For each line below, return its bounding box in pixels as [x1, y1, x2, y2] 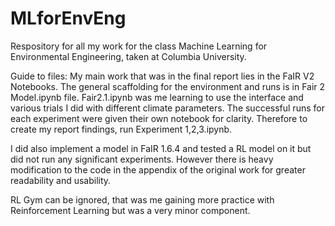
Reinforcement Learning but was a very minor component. [10, 204, 251, 216]
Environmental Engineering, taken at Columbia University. [10, 50, 247, 62]
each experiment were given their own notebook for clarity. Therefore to [10, 112, 308, 124]
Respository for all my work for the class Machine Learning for [10, 40, 268, 52]
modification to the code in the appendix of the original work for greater [10, 163, 306, 176]
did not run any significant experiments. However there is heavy [10, 153, 274, 165]
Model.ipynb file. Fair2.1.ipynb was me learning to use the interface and [10, 91, 304, 103]
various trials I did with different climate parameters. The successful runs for [10, 102, 325, 114]
